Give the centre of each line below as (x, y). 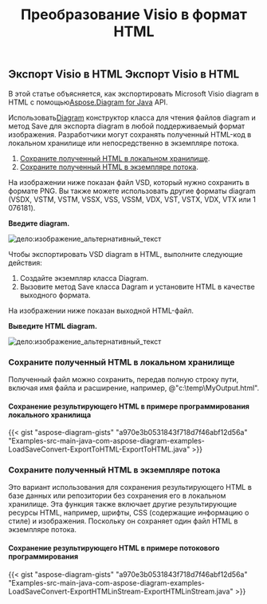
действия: (25, 263)
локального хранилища (50, 415)
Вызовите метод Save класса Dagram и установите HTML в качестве (137, 286)
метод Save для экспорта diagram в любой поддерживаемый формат (127, 126)
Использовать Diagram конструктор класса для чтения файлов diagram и (132, 117)
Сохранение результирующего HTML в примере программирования (129, 406)
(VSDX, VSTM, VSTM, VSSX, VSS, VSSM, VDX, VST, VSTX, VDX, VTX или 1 (132, 199)
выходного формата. (55, 295)
